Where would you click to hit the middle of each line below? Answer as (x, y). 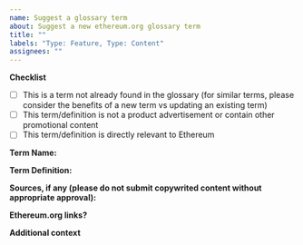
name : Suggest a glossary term (68, 18)
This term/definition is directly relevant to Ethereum (118, 135)
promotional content (60, 125)
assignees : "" (36, 52)
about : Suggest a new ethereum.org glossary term (105, 26)
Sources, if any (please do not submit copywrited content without (136, 188)
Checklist (28, 77)
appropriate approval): (53, 198)
